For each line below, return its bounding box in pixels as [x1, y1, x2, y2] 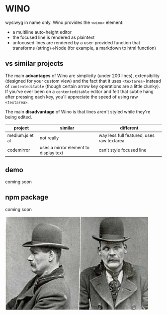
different [120, 125, 139, 131]
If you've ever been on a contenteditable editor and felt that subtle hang [5, 88, 154, 95]
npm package [5, 193, 49, 202]
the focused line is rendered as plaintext [12, 34, 95, 40]
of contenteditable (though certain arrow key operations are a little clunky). [5, 83, 161, 89]
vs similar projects [5, 59, 64, 68]
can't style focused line [98, 147, 147, 153]
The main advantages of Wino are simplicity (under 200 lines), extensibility [5, 73, 160, 79]
